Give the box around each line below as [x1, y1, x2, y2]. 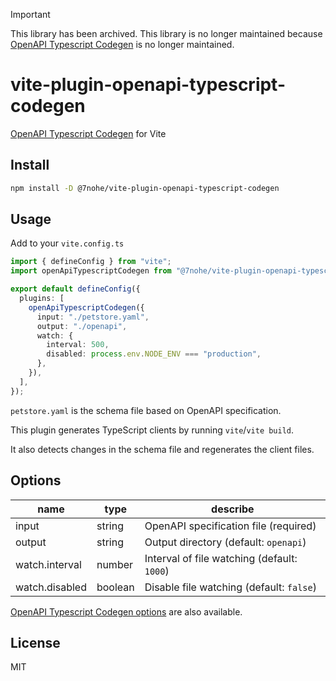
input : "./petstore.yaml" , [36, 312, 150, 322]
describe [211, 502, 255, 516]
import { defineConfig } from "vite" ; [10, 257, 172, 267]
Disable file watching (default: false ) [144, 580, 317, 594]
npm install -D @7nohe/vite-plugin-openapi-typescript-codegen [10, 183, 280, 193]
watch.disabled [15, 580, 87, 594]
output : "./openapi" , [36, 321, 128, 331]
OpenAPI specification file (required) [144, 519, 317, 533]
